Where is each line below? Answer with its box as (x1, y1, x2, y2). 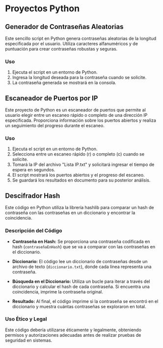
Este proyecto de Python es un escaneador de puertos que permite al (5, 107, 146, 113)
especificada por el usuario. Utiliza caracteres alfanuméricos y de (5, 41, 138, 47)
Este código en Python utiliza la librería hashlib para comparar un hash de (5, 205, 154, 211)
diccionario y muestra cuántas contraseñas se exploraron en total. (12, 303, 146, 309)
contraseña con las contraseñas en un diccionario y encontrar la (5, 210, 136, 216)
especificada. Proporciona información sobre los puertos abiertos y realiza (5, 117, 156, 123)
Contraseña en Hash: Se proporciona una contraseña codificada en (12, 239, 150, 244)
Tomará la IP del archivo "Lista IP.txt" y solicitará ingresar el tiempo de (12, 161, 155, 167)
